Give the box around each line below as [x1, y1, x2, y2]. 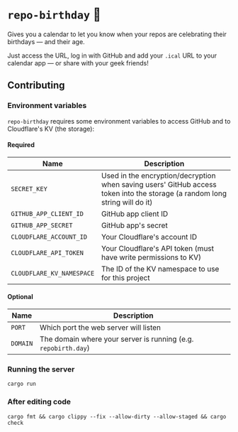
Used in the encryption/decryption [101, 171, 216, 180]
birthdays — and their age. [7, 37, 85, 45]
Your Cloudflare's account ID [101, 232, 197, 242]
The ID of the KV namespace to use [101, 264, 220, 274]
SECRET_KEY [11, 185, 47, 193]
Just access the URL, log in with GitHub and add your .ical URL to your [7, 51, 217, 60]
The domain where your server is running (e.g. [40, 334, 194, 344]
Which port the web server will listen [40, 323, 161, 333]
